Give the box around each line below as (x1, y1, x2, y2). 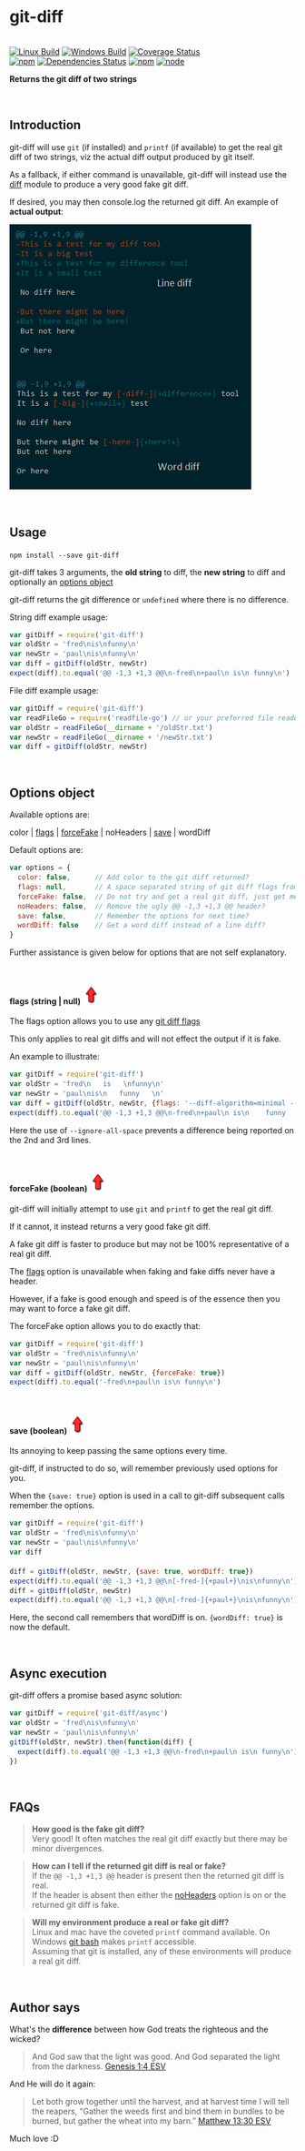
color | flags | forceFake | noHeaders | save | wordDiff (9, 827, 212, 838)
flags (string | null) (9, 995, 82, 1007)
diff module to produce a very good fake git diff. (9, 178, 189, 189)
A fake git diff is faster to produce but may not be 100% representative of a (9, 1238, 290, 1249)
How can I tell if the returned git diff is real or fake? (31, 1861, 227, 1872)
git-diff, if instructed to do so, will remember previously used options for (9, 1463, 279, 1474)
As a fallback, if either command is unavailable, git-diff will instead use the (9, 168, 288, 179)
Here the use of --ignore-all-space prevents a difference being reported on (9, 1124, 295, 1135)
